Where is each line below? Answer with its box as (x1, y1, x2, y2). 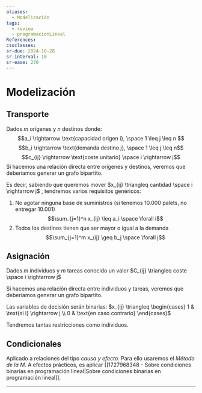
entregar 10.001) (14, 206, 55, 213)
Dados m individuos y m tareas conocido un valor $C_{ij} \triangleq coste (6, 267, 188, 274)
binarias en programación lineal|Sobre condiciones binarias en (6, 368, 161, 375)
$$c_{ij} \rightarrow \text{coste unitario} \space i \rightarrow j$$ (21, 153, 181, 160)
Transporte (6, 109, 49, 119)
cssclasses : (6, 43, 36, 49)
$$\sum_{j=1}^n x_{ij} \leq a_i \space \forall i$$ (47, 215, 164, 222)
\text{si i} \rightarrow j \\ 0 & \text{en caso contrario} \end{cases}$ (6, 310, 171, 317)
